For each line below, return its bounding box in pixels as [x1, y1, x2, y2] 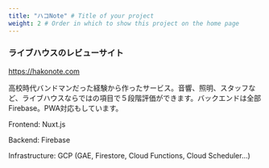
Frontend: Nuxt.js [8, 119, 66, 129]
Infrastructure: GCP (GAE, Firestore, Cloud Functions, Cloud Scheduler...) [8, 150, 251, 160]
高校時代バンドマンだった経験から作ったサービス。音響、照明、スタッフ [8, 82, 249, 93]
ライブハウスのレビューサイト [8, 48, 124, 59]
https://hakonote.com [8, 66, 81, 76]
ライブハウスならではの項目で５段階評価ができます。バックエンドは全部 [22, 93, 262, 103]
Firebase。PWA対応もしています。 [8, 103, 123, 113]
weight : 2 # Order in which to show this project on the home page [8, 19, 240, 27]
